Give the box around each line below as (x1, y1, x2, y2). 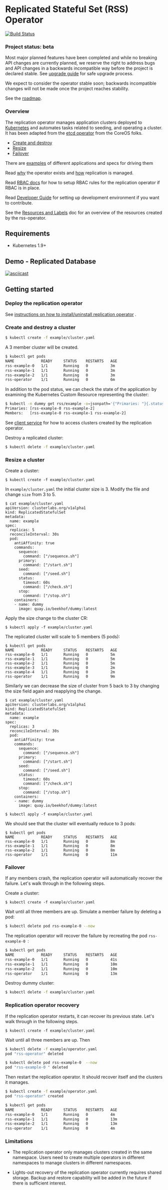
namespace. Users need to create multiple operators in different (12, 1154, 145, 1160)
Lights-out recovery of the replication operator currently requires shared (12, 1169, 162, 1175)
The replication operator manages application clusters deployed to (5, 119, 142, 125)
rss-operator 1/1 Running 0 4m (5, 1126, 115, 1131)
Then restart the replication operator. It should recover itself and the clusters (5, 1074, 163, 1080)
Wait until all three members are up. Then (5, 1037, 90, 1043)
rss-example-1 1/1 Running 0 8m (5, 843, 115, 849)
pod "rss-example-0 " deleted (5, 1065, 68, 1070)
